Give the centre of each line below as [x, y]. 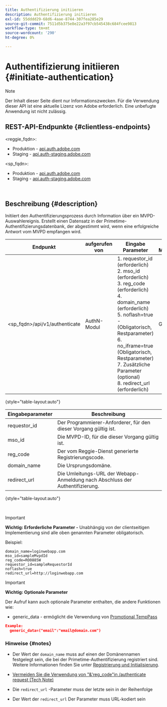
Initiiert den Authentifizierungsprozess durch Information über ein [72, 216]
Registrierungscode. [81, 458]
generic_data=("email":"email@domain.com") [55, 631]
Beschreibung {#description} [51, 204]
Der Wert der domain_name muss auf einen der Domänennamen [76, 654]
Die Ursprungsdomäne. [84, 466]
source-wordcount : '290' [31, 33]
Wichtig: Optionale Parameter [37, 592]
